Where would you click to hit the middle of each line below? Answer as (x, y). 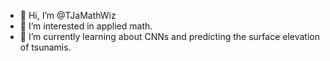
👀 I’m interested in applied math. (86, 26)
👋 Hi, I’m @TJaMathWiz (68, 15)
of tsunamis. (45, 47)
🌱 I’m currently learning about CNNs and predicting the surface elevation (170, 36)
